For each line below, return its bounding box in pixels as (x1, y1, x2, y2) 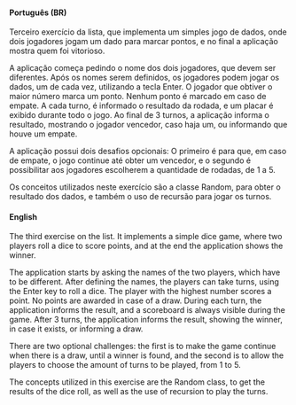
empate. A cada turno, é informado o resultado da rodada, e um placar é (9, 100, 274, 111)
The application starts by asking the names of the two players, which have (9, 267, 281, 278)
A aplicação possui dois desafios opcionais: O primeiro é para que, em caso (9, 146, 287, 157)
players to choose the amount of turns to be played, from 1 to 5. (9, 360, 241, 370)
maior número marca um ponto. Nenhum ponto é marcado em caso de (9, 91, 267, 102)
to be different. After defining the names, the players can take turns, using (9, 276, 279, 287)
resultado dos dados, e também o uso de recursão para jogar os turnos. (9, 191, 272, 202)
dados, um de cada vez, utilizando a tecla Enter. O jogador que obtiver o (9, 82, 273, 92)
